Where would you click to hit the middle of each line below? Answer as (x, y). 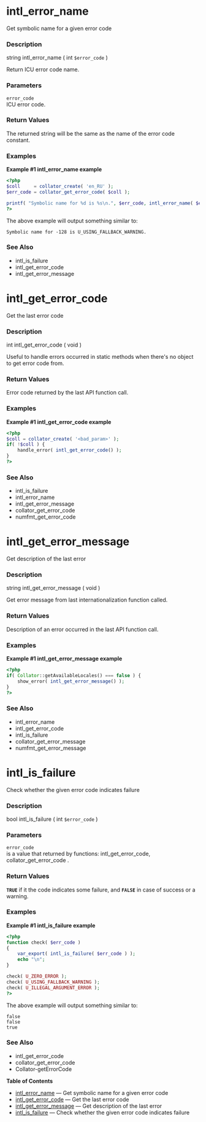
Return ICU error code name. (43, 69)
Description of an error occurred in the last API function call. (82, 629)
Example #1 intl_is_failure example (51, 925)
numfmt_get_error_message (51, 748)
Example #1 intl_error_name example (54, 170)
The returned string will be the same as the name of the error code (90, 133)
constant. (18, 140)
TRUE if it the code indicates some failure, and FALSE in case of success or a (101, 890)
